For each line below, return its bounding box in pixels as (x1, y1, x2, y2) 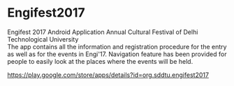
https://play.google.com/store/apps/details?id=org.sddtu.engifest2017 (7, 71, 210, 79)
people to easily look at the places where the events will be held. (7, 57, 193, 65)
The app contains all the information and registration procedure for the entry (7, 42, 227, 51)
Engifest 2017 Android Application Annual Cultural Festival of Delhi (7, 28, 198, 36)
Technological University (7, 35, 79, 43)
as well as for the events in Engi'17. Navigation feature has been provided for (7, 50, 227, 58)
